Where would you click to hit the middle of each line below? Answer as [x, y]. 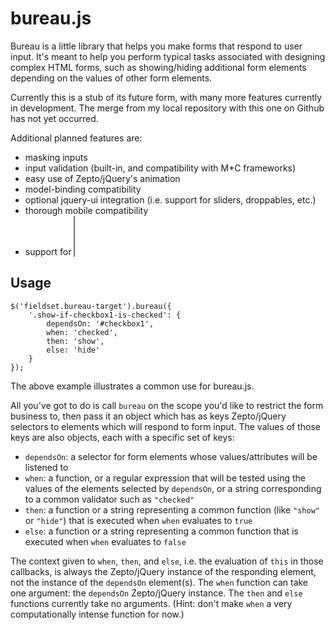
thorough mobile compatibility [86, 210]
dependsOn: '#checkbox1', [100, 323]
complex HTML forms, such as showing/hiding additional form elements [158, 67]
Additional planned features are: [76, 138]
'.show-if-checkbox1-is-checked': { [105, 315]
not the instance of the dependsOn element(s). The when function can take [159, 582]
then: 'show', [75, 341]
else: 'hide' [73, 350]
